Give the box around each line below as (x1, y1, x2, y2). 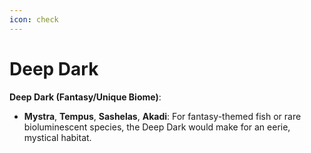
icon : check (9, 14, 59, 25)
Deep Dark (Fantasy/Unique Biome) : (9, 91, 162, 103)
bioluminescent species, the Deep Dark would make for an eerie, (23, 121, 291, 133)
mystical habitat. (23, 131, 92, 143)
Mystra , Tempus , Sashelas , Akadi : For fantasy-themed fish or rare (23, 110, 302, 122)
